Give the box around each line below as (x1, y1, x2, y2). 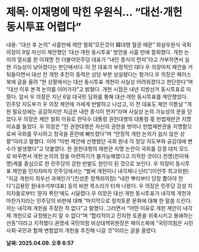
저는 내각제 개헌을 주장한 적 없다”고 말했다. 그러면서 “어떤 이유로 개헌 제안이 (6, 204, 182, 212)
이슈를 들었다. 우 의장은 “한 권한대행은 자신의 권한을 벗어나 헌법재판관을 (6, 122, 172, 130)
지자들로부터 (6, 190, 36, 197)
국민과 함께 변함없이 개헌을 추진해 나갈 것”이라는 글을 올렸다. (17, 226, 157, 234)
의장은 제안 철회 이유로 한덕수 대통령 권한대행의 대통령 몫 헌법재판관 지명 (23, 115, 192, 122)
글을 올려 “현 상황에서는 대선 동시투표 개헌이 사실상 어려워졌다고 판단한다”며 (17, 78, 193, 85)
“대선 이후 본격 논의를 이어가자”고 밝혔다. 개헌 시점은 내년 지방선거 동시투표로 (6, 86, 185, 93)
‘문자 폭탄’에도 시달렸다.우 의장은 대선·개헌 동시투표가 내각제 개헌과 (36, 190, 191, 197)
